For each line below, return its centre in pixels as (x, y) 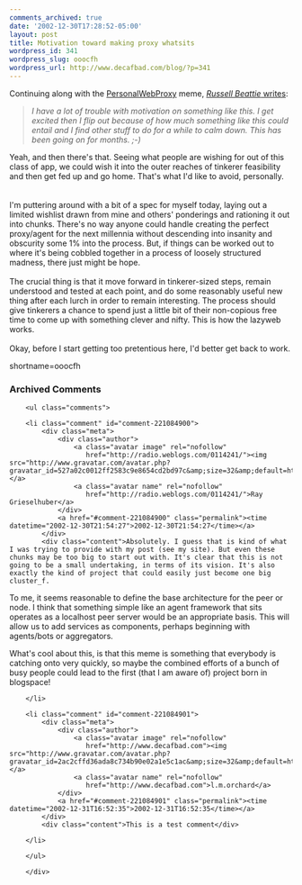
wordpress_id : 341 (44, 51)
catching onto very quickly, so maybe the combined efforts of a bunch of (145, 664)
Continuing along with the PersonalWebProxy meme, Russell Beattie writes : (149, 93)
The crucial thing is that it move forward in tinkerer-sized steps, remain (140, 281)
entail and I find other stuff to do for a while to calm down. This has (156, 130)
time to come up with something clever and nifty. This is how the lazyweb (145, 320)
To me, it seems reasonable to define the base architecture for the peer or (146, 598)
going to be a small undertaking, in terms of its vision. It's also (142, 565)
